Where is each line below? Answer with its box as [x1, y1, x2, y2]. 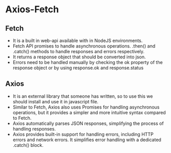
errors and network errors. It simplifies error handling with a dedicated [12, 137, 161, 143]
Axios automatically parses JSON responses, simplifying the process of [12, 120, 164, 126]
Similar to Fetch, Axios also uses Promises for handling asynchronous [12, 104, 160, 110]
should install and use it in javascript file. [12, 98, 99, 104]
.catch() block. [12, 142, 44, 148]
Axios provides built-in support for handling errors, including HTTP [12, 131, 154, 137]
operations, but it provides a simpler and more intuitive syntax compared [12, 109, 166, 116]
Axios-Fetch [5, 4, 59, 15]
